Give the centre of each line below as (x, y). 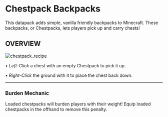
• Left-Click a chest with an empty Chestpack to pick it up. (65, 65)
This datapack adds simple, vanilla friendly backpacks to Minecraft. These (82, 23)
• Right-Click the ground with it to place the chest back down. (69, 75)
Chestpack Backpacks (53, 9)
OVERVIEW (23, 44)
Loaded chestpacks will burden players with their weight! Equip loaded (78, 104)
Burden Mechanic (27, 93)
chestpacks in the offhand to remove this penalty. (56, 109)
